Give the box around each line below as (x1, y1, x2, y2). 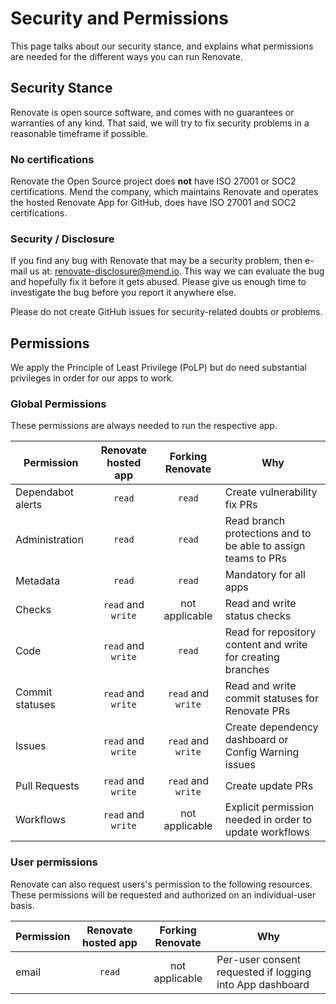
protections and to (224, 527, 312, 541)
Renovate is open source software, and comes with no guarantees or (10, 106, 295, 118)
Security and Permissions (10, 7, 229, 30)
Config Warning (224, 745, 300, 759)
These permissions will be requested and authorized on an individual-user (10, 888, 317, 901)
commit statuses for (224, 692, 319, 706)
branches (224, 663, 270, 677)
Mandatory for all (224, 568, 306, 582)
